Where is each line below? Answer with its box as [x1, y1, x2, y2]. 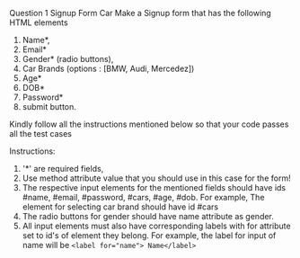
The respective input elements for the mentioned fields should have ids [22, 182, 286, 192]
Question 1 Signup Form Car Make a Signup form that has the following [9, 8, 271, 18]
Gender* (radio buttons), [22, 54, 114, 64]
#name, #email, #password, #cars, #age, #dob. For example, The [22, 192, 265, 202]
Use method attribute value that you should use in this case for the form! [22, 173, 291, 183]
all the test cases [9, 129, 72, 138]
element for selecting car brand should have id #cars [22, 201, 218, 212]
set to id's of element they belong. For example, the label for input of [22, 230, 277, 241]
